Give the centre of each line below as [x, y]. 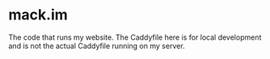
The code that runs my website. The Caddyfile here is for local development [135, 37]
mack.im [38, 15]
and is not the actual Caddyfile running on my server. [97, 45]
